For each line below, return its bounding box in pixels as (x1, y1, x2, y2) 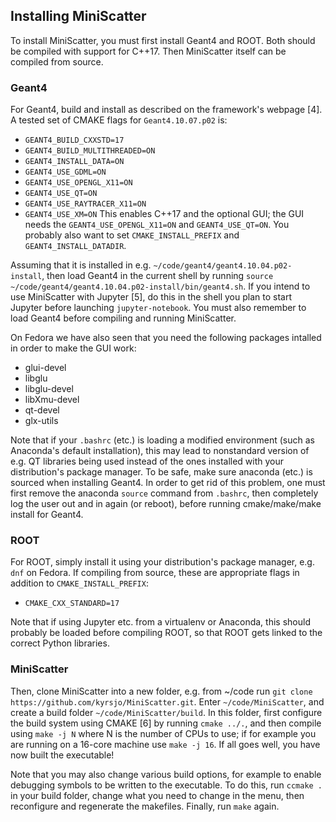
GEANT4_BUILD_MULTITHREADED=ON (24, 146, 156, 156)
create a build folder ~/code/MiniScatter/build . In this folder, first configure (10, 706, 323, 718)
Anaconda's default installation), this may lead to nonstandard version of (10, 445, 310, 457)
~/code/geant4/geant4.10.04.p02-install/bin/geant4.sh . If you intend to (10, 280, 311, 293)
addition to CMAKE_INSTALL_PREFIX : (10, 577, 149, 589)
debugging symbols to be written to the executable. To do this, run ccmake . (10, 779, 323, 791)
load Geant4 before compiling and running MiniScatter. (10, 312, 237, 324)
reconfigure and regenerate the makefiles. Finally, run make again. (10, 800, 280, 812)
